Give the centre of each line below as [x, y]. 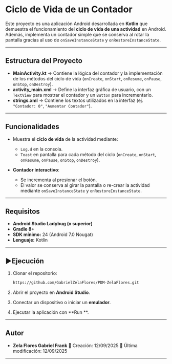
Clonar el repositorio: [35, 273]
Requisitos [23, 211]
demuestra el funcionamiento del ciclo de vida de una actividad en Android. [86, 29]
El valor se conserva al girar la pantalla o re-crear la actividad [85, 185]
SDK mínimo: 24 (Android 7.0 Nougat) [53, 234]
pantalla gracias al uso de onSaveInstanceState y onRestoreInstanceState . [83, 40]
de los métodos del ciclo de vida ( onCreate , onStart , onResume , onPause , [87, 78]
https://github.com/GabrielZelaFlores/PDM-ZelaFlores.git [76, 283]
